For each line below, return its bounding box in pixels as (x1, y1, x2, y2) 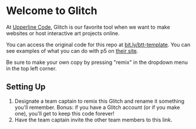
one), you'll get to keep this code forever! (14, 110, 114, 117)
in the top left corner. (6, 64, 57, 72)
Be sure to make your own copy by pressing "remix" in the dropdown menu (6, 59, 188, 66)
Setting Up (6, 82, 46, 92)
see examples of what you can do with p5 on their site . (6, 47, 138, 54)
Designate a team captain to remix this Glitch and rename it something (14, 97, 185, 104)
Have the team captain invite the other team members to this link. (14, 116, 173, 123)
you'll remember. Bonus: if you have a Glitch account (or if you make (14, 104, 180, 111)
